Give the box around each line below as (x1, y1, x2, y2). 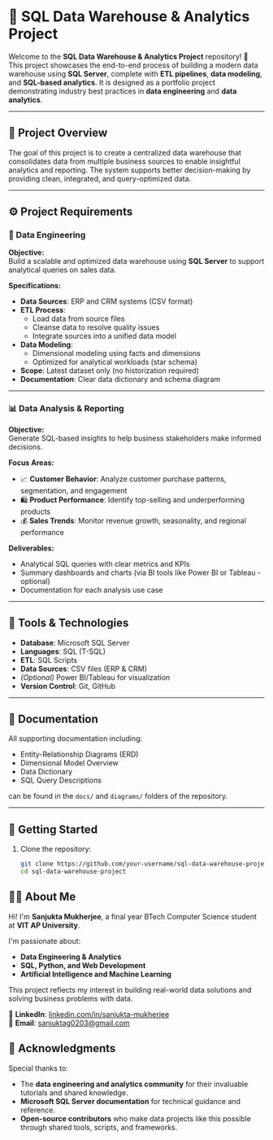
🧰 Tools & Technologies (8, 616, 129, 630)
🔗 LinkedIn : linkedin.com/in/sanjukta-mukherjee (8, 1009, 170, 1019)
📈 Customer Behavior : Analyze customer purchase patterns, (19, 474, 227, 484)
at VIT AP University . (8, 920, 80, 930)
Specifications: (8, 281, 62, 291)
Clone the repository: (19, 844, 92, 854)
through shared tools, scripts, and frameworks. (19, 1122, 178, 1132)
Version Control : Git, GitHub (19, 681, 116, 691)
